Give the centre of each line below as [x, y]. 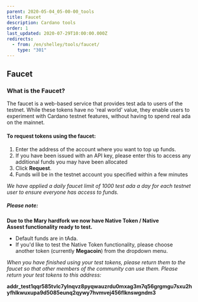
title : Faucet [24, 17]
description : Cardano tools [41, 22]
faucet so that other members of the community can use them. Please [92, 268]
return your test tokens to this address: [54, 275]
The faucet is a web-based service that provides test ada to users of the [95, 103]
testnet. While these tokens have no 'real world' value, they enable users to [98, 110]
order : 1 [17, 28]
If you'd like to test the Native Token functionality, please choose [94, 244]
